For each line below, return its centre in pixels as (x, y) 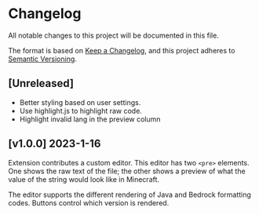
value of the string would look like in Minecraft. (84, 179)
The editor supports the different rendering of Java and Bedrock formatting (129, 194)
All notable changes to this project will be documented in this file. (114, 35)
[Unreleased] (41, 83)
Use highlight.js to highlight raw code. (81, 111)
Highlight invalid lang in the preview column (90, 119)
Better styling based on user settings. (80, 102)
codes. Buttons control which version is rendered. (89, 203)
